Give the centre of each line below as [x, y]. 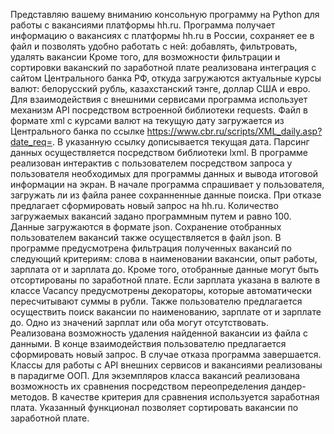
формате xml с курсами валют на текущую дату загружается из [147, 120]
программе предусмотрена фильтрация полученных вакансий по [151, 248]
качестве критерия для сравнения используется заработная [189, 397]
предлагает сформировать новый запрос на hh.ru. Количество [144, 205]
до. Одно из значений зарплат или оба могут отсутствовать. [139, 322]
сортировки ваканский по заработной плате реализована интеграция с [163, 67]
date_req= [31, 142]
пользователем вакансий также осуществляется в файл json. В [146, 237]
